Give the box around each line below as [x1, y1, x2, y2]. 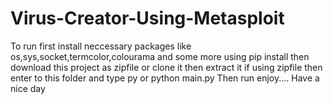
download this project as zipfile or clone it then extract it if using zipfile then [10, 61, 323, 73]
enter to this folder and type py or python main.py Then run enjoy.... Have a [10, 72, 320, 84]
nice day [10, 82, 46, 94]
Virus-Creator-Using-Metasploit [10, 7, 285, 30]
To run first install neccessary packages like [10, 40, 192, 52]
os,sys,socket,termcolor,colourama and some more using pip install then [10, 50, 310, 62]
